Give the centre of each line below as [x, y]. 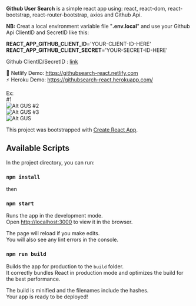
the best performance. [33, 279]
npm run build [26, 254]
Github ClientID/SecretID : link [42, 62]
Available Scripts [38, 148]
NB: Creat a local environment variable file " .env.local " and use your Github [98, 26]
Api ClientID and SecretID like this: [48, 32]
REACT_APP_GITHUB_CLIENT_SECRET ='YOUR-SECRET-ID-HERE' [87, 50]
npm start [20, 204]
